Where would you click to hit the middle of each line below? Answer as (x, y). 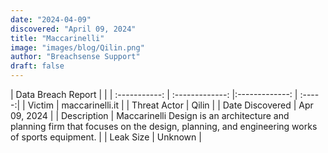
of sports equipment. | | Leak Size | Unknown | (106, 137)
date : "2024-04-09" (51, 19)
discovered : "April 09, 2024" (73, 29)
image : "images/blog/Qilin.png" (77, 47)
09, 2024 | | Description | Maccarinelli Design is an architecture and (150, 115)
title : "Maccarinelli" (57, 38)
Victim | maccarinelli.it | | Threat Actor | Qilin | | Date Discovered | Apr (170, 105)
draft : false (37, 66)
